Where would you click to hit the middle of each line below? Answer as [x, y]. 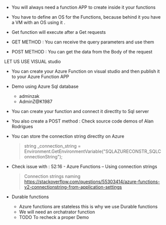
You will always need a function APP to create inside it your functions [84, 7]
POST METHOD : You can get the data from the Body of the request [82, 52]
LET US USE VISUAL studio [33, 62]
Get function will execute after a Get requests [59, 32]
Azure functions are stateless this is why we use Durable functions [88, 207]
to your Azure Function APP [40, 77]
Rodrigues [22, 126]
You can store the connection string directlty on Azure [68, 136]
